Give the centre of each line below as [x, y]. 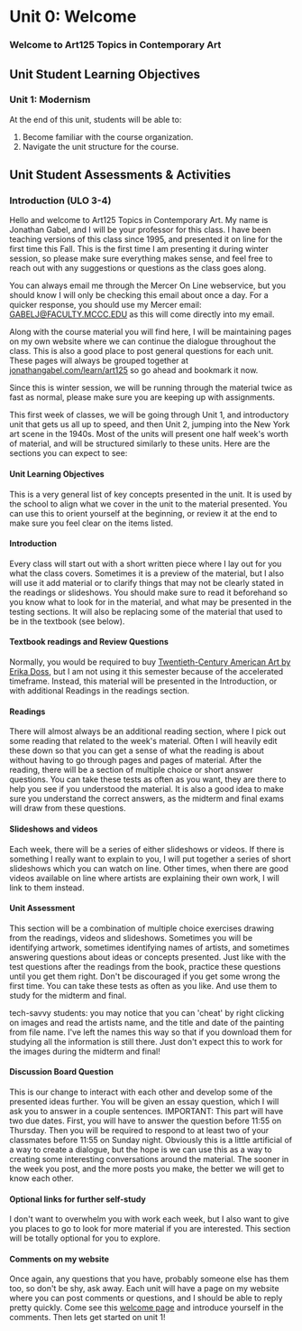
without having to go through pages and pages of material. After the [136, 760]
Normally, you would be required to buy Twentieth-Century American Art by [150, 662]
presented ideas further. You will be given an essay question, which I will [144, 1101]
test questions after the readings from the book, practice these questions [145, 966]
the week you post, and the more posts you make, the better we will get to [147, 1168]
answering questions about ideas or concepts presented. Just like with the [148, 957]
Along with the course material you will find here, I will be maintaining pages [151, 332]
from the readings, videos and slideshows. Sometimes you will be [131, 937]
